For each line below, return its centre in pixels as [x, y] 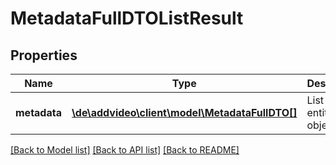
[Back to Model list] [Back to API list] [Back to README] [125, 150]
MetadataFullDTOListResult [127, 18]
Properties [44, 55]
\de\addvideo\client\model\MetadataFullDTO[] [184, 112]
